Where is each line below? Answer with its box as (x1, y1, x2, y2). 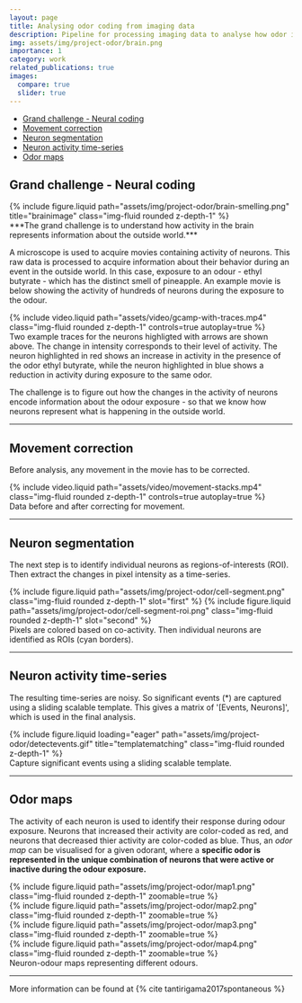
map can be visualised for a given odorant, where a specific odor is (9, 844, 261, 855)
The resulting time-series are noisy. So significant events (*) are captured (9, 692, 281, 703)
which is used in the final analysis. (9, 711, 137, 722)
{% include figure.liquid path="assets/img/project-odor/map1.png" (9, 881, 256, 892)
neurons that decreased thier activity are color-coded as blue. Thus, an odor (9, 835, 293, 846)
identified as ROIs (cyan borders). (9, 634, 134, 644)
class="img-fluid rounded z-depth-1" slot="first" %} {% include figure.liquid (9, 595, 291, 607)
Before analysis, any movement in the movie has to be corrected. (9, 465, 250, 475)
